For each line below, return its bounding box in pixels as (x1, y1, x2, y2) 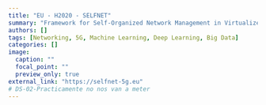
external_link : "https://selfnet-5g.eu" (8, 77, 144, 85)
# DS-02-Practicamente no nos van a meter (8, 84, 150, 93)
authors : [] (8, 26, 47, 34)
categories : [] (8, 41, 59, 49)
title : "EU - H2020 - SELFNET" (8, 11, 112, 20)
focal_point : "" (15, 63, 69, 71)
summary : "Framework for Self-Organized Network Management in (8, 19, 222, 27)
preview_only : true (15, 70, 80, 78)
